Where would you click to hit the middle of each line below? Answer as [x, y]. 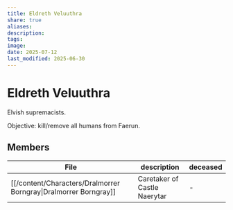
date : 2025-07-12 [32, 53]
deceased [206, 167]
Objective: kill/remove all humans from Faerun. [74, 125]
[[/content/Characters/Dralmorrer [65, 183]
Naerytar [152, 196]
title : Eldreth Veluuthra [44, 14]
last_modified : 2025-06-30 [46, 59]
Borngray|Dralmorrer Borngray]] [63, 191]
